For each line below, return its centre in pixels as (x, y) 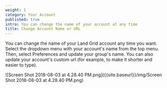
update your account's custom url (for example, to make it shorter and (79, 60)
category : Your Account (31, 15)
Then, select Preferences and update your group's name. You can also (79, 54)
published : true (22, 19)
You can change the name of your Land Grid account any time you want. (81, 43)
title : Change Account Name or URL (43, 29)
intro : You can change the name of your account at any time (72, 24)
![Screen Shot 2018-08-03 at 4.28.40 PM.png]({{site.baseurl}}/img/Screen (83, 75)
